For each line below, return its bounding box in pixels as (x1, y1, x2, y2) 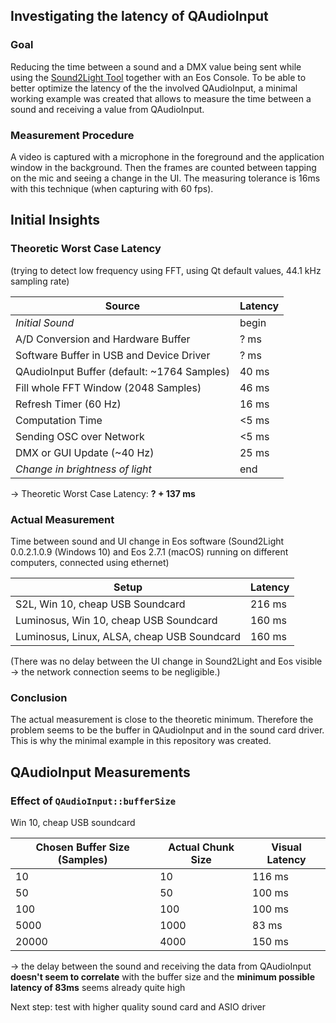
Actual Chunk (168, 840, 235, 854)
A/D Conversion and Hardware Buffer (15, 332, 191, 346)
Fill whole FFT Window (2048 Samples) (15, 380, 202, 394)
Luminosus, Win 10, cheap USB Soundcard (15, 613, 218, 627)
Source (104, 299, 141, 313)
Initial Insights (10, 212, 100, 229)
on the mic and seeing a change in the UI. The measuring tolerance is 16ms (10, 172, 321, 184)
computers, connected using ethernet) (10, 556, 170, 568)
